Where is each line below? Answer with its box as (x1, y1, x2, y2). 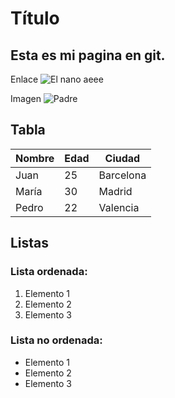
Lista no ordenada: (10, 333, 103, 347)
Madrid (98, 184, 133, 198)
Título (10, 7, 60, 30)
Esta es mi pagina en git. (10, 47, 166, 64)
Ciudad (104, 151, 141, 165)
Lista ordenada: (10, 265, 88, 279)
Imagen (10, 93, 42, 104)
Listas (10, 235, 50, 252)
